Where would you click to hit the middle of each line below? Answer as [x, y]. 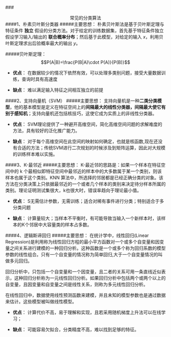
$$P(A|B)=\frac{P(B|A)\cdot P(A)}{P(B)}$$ [85, 62]
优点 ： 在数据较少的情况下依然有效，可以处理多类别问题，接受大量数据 [87, 73]
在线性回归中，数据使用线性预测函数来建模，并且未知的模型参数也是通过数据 [85, 295]
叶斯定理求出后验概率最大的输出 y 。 [43, 43]
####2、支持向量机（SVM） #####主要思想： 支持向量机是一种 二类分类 [81, 101]
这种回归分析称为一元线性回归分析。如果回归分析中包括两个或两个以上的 [90, 278]
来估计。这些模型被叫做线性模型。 [41, 301]
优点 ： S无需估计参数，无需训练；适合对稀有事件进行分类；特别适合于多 [88, 201]
